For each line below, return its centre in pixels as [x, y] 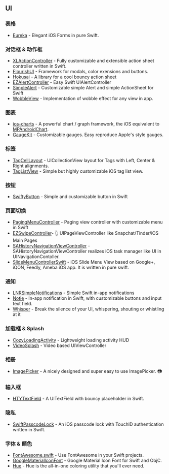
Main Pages [25, 240]
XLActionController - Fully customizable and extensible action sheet [83, 60]
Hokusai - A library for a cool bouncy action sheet [65, 77]
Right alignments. [31, 166]
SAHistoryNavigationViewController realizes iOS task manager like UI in [87, 251]
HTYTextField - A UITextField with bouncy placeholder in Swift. [78, 399]
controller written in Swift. [39, 66]
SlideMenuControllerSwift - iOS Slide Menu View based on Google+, [84, 262]
